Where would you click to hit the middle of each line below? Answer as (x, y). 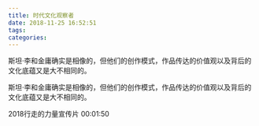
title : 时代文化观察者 (41, 15)
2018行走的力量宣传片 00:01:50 (59, 114)
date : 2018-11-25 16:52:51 (52, 23)
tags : (17, 30)
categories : (28, 37)
